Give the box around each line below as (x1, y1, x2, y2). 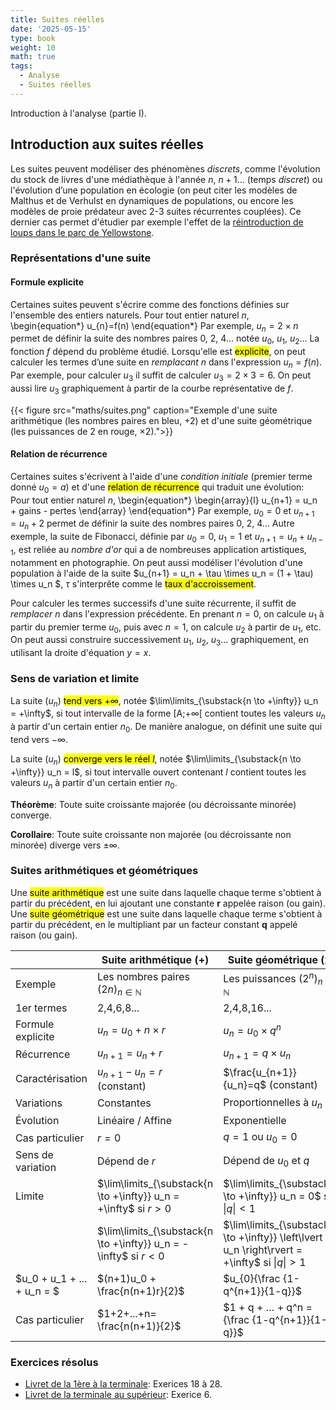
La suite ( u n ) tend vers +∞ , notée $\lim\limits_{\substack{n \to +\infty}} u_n (10, 694, 319, 709)
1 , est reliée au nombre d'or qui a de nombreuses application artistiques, (10, 544, 307, 558)
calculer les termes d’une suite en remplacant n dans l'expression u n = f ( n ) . (10, 356, 323, 371)
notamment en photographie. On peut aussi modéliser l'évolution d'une (10, 556, 303, 568)
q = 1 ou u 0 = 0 (223, 1129, 298, 1146)
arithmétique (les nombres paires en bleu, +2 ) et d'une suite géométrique (10, 414, 313, 426)
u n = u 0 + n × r (96, 1022, 166, 1038)
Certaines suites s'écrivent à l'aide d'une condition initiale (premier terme (10, 470, 313, 482)
